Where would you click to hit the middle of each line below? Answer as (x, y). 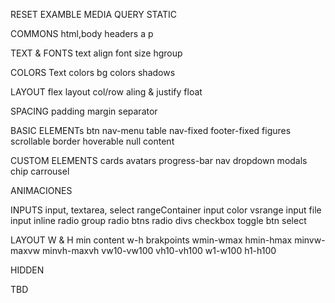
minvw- (310, 240)
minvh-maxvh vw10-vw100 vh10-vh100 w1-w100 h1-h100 (159, 250)
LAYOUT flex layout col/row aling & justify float (106, 92)
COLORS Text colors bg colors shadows (93, 72)
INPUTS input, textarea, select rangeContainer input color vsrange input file (166, 210)
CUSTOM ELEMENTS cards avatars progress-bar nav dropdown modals (159, 160)
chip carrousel (40, 171)
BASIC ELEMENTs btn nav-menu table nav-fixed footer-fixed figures (151, 130)
